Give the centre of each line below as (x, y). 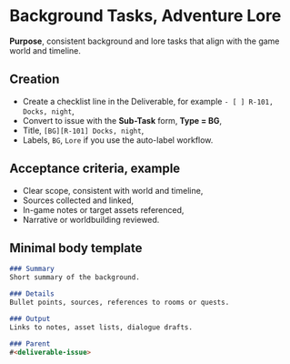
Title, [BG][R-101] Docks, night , (83, 130)
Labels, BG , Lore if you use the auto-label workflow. (118, 140)
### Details (32, 294)
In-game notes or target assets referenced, (103, 209)
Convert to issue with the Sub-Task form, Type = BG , (122, 120)
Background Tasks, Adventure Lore (145, 16)
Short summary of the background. (75, 278)
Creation (35, 80)
